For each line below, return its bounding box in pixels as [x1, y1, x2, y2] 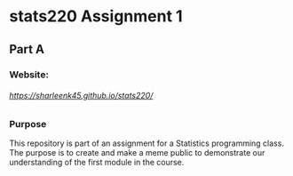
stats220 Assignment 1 [9, 6, 184, 27]
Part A [9, 42, 44, 57]
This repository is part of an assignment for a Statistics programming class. [9, 138, 284, 148]
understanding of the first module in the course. [9, 157, 185, 168]
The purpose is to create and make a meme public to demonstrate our [9, 148, 265, 158]
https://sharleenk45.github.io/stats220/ [9, 91, 154, 101]
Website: [9, 68, 49, 81]
